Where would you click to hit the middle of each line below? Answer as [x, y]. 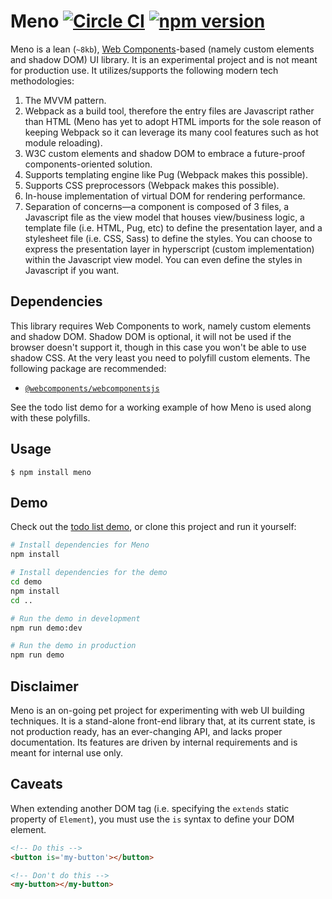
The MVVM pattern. [65, 100]
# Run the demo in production [73, 646]
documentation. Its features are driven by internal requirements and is [154, 742]
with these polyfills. [50, 417]
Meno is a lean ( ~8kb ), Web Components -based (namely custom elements [162, 49]
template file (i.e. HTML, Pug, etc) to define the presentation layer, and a [173, 227]
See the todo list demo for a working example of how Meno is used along [161, 407]
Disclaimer [44, 686]
